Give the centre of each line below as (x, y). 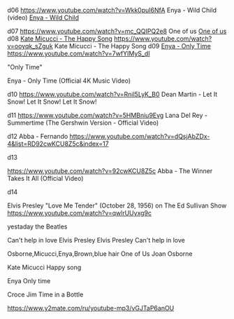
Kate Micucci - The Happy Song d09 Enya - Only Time (133, 46)
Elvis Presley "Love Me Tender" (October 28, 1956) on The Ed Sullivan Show (117, 205)
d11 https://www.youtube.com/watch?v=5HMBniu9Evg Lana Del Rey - (108, 115)
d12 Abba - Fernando (38, 136)
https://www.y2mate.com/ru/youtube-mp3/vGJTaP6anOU (91, 308)
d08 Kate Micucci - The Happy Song (60, 39)
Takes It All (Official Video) (45, 178)
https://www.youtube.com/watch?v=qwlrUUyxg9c (80, 213)
